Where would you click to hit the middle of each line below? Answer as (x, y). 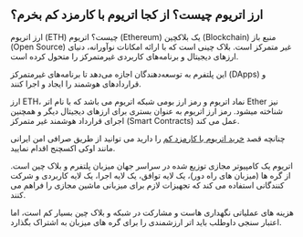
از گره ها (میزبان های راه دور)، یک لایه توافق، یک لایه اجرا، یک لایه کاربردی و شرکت (151, 175)
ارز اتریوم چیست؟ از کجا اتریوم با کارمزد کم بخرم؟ (137, 15)
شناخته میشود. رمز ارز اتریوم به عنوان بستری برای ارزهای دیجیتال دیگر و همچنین (147, 111)
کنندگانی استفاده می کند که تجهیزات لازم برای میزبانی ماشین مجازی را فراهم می (147, 185)
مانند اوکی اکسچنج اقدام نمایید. (63, 148)
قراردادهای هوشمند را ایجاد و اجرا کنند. (76, 83)
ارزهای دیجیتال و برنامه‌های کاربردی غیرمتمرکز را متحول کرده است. (125, 56)
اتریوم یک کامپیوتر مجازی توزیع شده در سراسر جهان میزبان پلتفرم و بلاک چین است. (151, 165)
